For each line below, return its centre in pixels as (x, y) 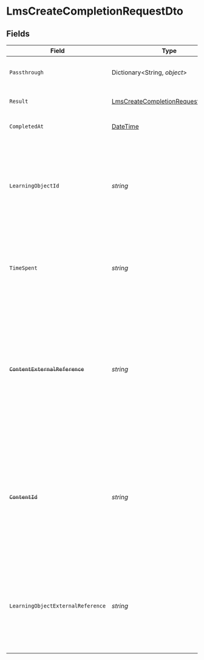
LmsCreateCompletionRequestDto (95, 11)
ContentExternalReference (47, 369)
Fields (18, 34)
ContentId (23, 497)
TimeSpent (23, 268)
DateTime (125, 126)
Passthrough (27, 72)
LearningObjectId (34, 186)
